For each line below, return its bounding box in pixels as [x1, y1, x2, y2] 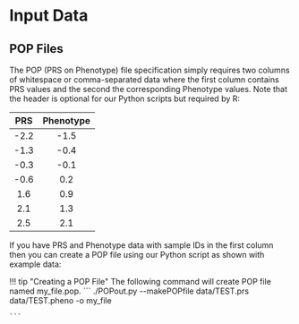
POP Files [9, 41, 64, 56]
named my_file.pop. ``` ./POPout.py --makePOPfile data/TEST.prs [9, 286, 249, 296]
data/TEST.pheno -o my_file [9, 295, 112, 305]
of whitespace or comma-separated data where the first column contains [9, 74, 279, 85]
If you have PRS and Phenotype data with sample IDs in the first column [9, 240, 274, 251]
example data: [9, 259, 62, 269]
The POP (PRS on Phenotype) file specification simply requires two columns [9, 64, 290, 75]
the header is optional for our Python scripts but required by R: [9, 93, 240, 104]
